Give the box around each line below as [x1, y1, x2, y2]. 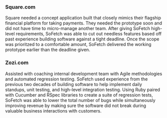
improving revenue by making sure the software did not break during [5, 102, 146, 108]
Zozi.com [5, 59, 29, 66]
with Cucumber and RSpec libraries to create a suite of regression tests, [5, 91, 153, 98]
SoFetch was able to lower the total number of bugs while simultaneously [5, 97, 156, 103]
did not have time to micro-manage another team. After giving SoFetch [5, 25, 151, 31]
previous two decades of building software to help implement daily [5, 81, 142, 87]
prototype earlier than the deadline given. [5, 46, 91, 53]
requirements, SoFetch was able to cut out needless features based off [15, 31, 162, 37]
